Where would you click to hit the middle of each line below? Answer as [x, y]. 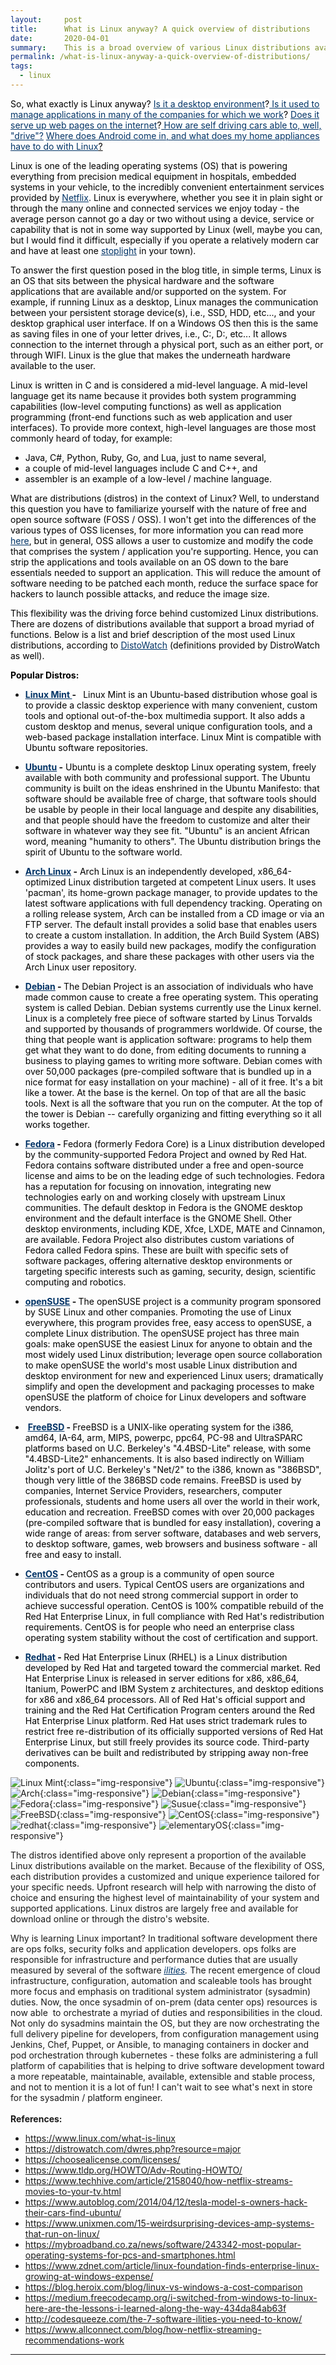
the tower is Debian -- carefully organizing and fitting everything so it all [173, 1113]
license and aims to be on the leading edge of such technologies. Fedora [174, 1175]
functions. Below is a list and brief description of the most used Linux [153, 634]
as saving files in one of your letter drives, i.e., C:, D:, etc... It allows [149, 333]
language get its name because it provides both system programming [153, 395]
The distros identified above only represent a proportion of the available [158, 1855]
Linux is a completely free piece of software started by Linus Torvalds [168, 1018]
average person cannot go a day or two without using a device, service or [162, 218]
